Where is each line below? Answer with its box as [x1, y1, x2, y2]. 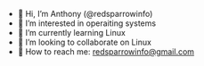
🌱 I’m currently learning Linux [17, 28, 126, 37]
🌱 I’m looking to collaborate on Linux [17, 37, 151, 47]
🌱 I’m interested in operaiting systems [17, 18, 157, 29]
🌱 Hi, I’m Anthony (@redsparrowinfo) [17, 9, 153, 19]
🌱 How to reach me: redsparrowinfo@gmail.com [17, 46, 194, 57]
